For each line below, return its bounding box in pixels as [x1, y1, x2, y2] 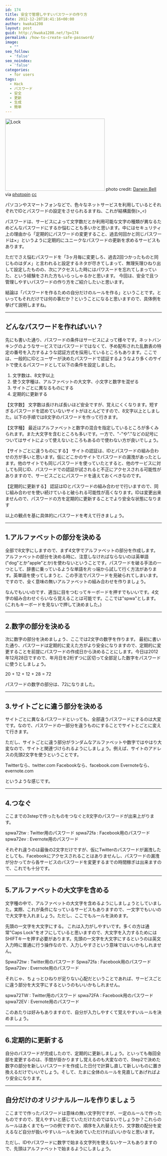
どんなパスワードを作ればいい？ [5, 322, 103, 331]
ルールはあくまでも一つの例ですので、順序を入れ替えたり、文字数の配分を [5, 1122, 158, 1129]
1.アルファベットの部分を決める [5, 533, 102, 542]
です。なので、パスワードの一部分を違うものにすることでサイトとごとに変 [5, 722, 157, 728]
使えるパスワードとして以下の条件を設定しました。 [13, 362, 118, 368]
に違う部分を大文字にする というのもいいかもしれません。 [5, 982, 123, 988]
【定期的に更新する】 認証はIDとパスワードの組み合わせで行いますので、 [5, 483, 155, 489]
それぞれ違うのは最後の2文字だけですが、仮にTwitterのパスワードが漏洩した [5, 847, 162, 853]
